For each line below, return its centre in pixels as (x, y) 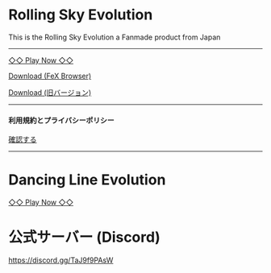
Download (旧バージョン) (50, 92)
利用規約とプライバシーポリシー (61, 120)
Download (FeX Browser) (50, 76)
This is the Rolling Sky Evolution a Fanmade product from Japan (115, 37)
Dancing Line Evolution (87, 180)
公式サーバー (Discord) (84, 237)
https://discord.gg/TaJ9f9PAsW (61, 260)
